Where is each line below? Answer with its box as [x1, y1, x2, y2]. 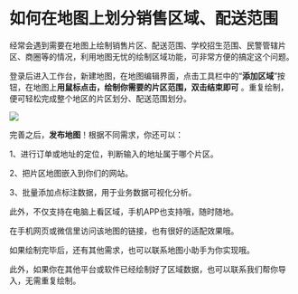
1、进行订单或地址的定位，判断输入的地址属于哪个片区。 [9, 148, 219, 159]
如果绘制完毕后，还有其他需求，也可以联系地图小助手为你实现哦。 [9, 244, 255, 255]
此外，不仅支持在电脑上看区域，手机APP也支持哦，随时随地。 [9, 205, 239, 217]
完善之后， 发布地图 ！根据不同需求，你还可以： [9, 128, 183, 140]
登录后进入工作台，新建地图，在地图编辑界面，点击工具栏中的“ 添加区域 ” [9, 70, 278, 81]
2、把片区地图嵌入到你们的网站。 [9, 167, 134, 178]
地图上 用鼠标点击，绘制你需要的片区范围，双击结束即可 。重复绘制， [33, 81, 289, 92]
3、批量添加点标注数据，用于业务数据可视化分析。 [9, 186, 197, 197]
